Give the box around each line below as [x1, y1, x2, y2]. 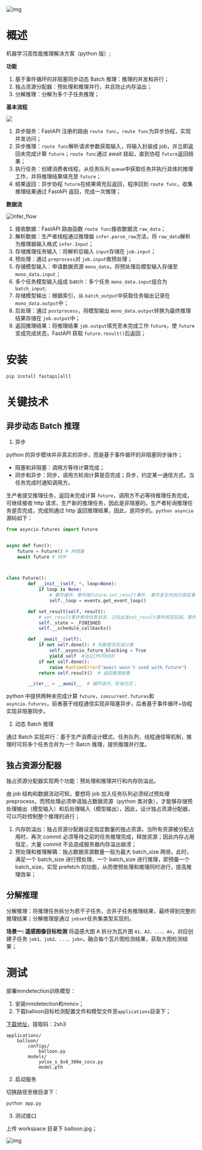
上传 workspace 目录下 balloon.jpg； [6, 1125, 97, 1132]
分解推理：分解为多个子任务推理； [14, 91, 100, 98]
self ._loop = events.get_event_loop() [49, 597, 147, 603]
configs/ [28, 1043, 50, 1049]
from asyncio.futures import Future [6, 526, 98, 532]
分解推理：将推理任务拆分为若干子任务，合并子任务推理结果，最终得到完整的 [6, 907, 196, 914]
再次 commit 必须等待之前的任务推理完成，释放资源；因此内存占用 [31, 833, 195, 840]
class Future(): [6, 575, 47, 582]
